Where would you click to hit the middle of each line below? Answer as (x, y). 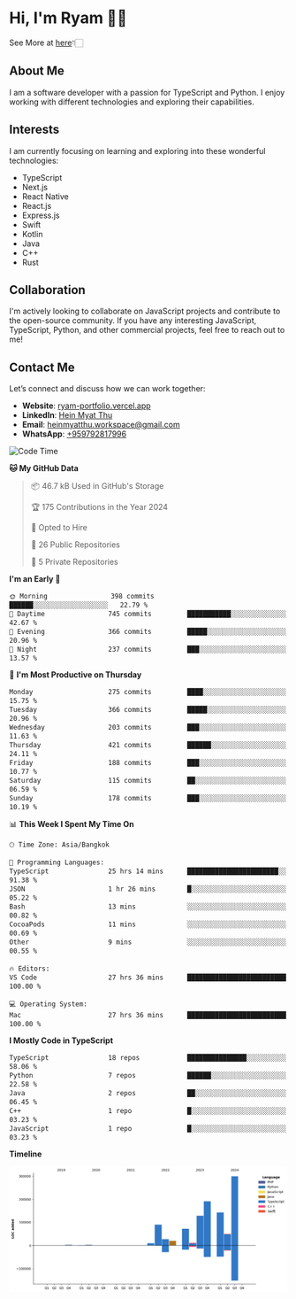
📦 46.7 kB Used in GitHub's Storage (97, 486)
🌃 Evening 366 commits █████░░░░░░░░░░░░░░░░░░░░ (148, 632)
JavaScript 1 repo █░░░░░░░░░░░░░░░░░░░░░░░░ (148, 1129)
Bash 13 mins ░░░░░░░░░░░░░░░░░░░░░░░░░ (148, 907)
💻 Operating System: (49, 1004)
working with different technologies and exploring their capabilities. (132, 102)
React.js (37, 205)
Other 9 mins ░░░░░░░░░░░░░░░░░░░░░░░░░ (148, 942)
